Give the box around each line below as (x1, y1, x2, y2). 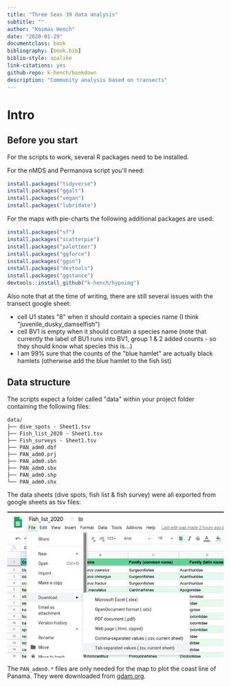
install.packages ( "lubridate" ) (7, 202, 97, 209)
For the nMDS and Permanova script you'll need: (7, 166, 145, 174)
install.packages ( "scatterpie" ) (7, 236, 100, 243)
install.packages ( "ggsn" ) (7, 258, 81, 265)
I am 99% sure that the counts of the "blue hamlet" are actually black (16, 349, 213, 358)
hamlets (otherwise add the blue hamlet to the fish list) (16, 357, 172, 365)
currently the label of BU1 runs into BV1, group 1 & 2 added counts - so (16, 335, 217, 342)
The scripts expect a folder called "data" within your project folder (7, 395, 195, 403)
